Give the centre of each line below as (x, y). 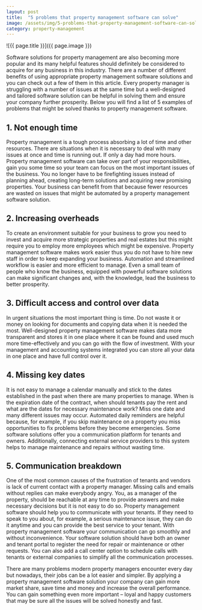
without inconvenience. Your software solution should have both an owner (98, 538)
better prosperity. (28, 284)
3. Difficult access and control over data (83, 303)
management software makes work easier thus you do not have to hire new (99, 252)
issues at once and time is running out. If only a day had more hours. (91, 155)
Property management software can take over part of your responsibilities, (99, 161)
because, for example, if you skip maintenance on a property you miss (93, 422)
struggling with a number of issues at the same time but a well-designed (96, 89)
